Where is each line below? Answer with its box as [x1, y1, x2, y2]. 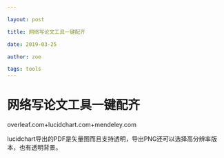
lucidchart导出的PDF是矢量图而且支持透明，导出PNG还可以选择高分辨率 [7, 135, 212, 143]
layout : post [7, 16, 45, 23]
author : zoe [7, 53, 41, 60]
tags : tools [7, 66, 41, 73]
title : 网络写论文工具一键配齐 [7, 28, 85, 35]
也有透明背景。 [19, 144, 62, 152]
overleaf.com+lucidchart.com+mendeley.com [7, 121, 136, 129]
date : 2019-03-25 [7, 41, 57, 48]
